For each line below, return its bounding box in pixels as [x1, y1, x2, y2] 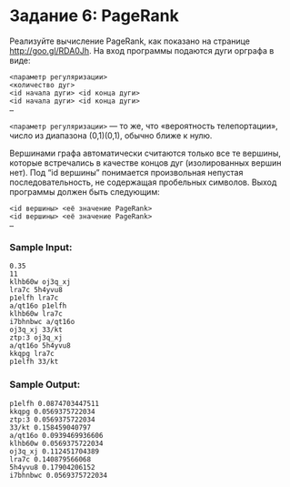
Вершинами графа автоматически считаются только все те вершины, [9, 147, 282, 158]
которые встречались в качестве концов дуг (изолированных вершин [9, 157, 282, 168]
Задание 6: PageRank [9, 5, 179, 26]
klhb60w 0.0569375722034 [9, 439, 104, 448]
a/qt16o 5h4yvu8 [9, 341, 71, 350]
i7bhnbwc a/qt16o [9, 318, 75, 327]
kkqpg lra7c [9, 350, 55, 359]
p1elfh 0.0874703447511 [9, 399, 100, 408]
